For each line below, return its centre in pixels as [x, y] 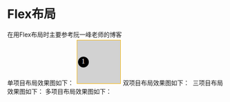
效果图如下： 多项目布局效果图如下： [59, 91]
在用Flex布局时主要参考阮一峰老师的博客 [65, 34]
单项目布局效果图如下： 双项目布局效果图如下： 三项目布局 [115, 83]
